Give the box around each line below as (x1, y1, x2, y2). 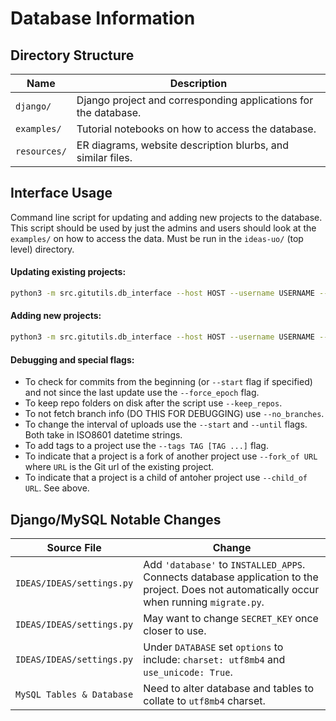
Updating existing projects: (10, 266, 127, 278)
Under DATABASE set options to (143, 640, 284, 654)
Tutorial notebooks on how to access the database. (76, 122, 317, 136)
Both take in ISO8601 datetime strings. (24, 429, 183, 441)
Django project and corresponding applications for (76, 93, 314, 107)
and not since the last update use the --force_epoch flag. (24, 387, 260, 399)
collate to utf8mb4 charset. (143, 693, 266, 707)
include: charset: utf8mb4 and (143, 652, 286, 666)
